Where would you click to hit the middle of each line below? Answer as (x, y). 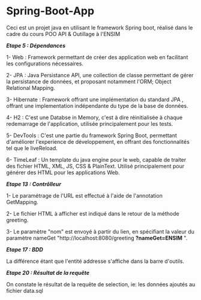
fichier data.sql (25, 290)
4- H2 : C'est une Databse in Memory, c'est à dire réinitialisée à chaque (94, 117)
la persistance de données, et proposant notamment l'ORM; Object (89, 81)
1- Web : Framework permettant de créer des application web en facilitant (97, 57)
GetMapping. (22, 202)
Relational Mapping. (31, 87)
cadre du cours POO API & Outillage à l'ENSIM (63, 34)
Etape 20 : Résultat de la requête (48, 272)
